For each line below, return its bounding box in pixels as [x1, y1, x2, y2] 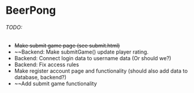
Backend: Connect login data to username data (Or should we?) [14, 55, 172, 62]
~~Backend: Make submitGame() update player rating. [14, 48, 149, 55]
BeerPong [5, 4, 56, 17]
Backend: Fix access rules [14, 61, 79, 69]
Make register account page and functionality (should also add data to [14, 67, 188, 75]
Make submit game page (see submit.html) [14, 42, 120, 49]
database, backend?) [14, 74, 67, 81]
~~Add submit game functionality [14, 80, 97, 87]
